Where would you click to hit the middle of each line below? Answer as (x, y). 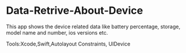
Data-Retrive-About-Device (75, 11)
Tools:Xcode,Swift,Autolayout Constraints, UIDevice (68, 44)
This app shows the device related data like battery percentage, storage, (93, 26)
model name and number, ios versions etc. (57, 32)
